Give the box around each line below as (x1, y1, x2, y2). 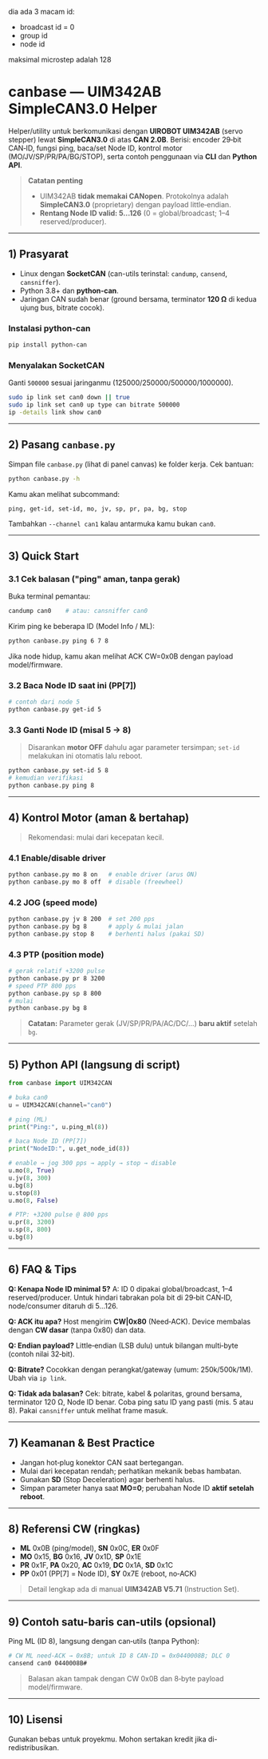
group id (19, 31, 48, 40)
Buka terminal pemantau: (8, 591, 91, 601)
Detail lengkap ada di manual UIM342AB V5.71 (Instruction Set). (27, 1585, 239, 1594)
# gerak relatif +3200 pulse (8, 968, 105, 976)
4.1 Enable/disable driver (8, 852, 106, 863)
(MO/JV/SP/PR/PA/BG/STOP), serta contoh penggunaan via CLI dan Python (8, 151, 258, 161)
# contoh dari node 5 (8, 698, 81, 707)
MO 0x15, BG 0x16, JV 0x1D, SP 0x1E (19, 1552, 142, 1561)
